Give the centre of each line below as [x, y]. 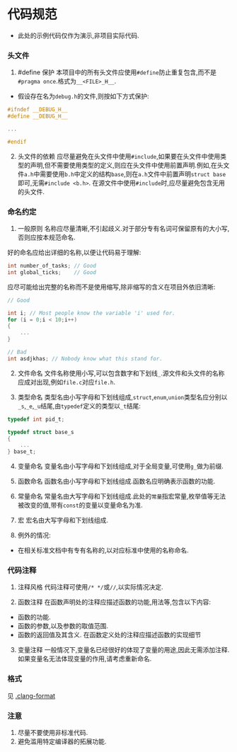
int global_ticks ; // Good [52, 272]
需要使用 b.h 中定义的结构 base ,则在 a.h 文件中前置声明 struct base [133, 173]
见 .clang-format [31, 695]
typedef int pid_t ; [36, 419]
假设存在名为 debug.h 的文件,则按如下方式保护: [83, 96]
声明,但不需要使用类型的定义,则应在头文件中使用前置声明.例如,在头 [127, 165]
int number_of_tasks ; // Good [52, 266]
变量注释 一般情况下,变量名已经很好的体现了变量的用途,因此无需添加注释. [123, 650]
